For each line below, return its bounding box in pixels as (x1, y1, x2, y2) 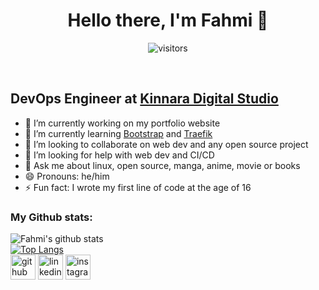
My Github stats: (10, 210, 93, 224)
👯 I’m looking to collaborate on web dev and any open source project (24, 138, 309, 150)
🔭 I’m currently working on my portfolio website (24, 117, 221, 129)
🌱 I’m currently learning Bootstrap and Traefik (24, 127, 213, 139)
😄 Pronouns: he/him (24, 170, 110, 182)
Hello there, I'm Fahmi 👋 (67, 9, 269, 32)
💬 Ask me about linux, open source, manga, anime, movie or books (24, 159, 301, 171)
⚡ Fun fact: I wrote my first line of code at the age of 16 (24, 181, 252, 193)
